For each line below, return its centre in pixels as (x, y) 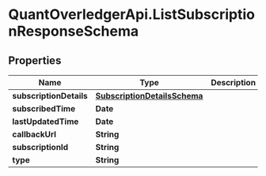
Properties (35, 60)
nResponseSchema (74, 31)
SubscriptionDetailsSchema (149, 96)
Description (233, 82)
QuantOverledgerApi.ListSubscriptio (132, 15)
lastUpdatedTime (46, 122)
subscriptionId (40, 147)
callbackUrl (34, 134)
